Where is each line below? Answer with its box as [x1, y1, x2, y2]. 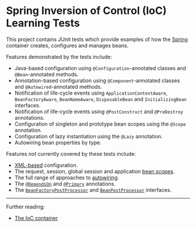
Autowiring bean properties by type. [14, 139, 101, 146]
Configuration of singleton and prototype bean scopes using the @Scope [14, 120, 187, 127]
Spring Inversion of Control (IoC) [6, 4, 167, 18]
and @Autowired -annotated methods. [14, 83, 102, 90]
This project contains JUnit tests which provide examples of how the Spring [6, 36, 188, 43]
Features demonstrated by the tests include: [6, 53, 113, 60]
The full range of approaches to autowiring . [14, 174, 120, 181]
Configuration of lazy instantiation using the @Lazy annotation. [14, 132, 163, 139]
